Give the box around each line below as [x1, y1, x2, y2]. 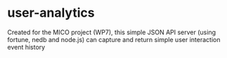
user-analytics [7, 5, 95, 21]
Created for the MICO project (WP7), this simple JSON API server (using [7, 28, 216, 36]
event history [7, 43, 46, 51]
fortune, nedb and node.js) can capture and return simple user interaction [7, 35, 221, 43]
